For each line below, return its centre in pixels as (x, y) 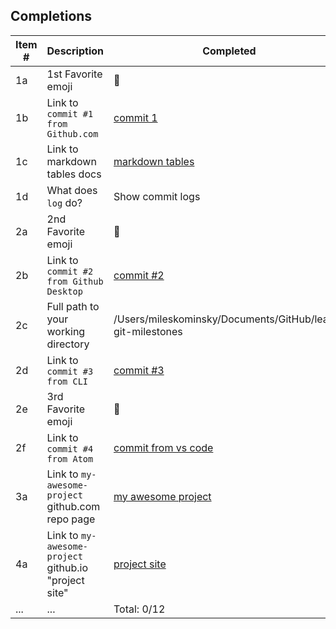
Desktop (64, 291)
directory (68, 344)
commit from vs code (163, 447)
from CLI (67, 381)
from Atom (70, 458)
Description (75, 51)
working (66, 331)
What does (72, 190)
